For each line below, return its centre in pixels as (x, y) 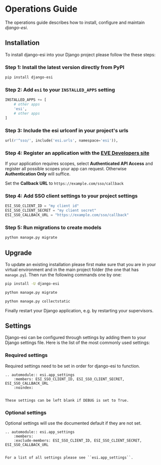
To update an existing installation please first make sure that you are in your (80, 264)
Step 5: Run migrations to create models (53, 227)
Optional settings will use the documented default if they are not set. (73, 423)
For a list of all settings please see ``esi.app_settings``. (69, 458)
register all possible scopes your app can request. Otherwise (66, 169)
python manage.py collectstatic (38, 301)
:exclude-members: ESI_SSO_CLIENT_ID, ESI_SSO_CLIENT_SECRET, (78, 441)
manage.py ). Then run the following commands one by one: (64, 275)
